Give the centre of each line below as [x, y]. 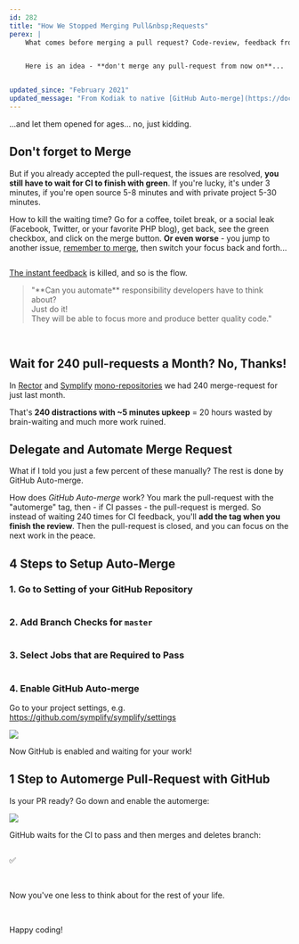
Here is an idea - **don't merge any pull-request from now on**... [155, 66]
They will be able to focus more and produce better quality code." [151, 319]
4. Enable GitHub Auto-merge [74, 688]
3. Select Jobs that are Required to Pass [97, 655]
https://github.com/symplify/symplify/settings [93, 717]
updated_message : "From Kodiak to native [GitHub [103, 99]
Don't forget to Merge [70, 152]
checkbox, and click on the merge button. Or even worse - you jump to [140, 238]
